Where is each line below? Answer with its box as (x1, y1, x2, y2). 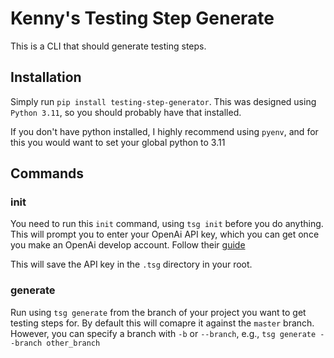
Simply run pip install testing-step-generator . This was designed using (10, 95, 317, 107)
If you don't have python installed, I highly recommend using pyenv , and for (10, 125, 319, 137)
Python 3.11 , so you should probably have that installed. (10, 106, 242, 118)
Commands (10, 165, 85, 182)
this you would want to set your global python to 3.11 (10, 136, 226, 148)
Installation (10, 69, 82, 86)
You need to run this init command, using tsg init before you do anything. (10, 218, 324, 230)
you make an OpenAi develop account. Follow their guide (10, 239, 246, 251)
